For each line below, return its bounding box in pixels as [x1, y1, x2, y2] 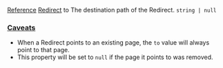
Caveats [7, 23, 36, 32]
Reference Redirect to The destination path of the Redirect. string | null [7, 6, 217, 14]
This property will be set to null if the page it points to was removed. [17, 53, 213, 61]
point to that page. [17, 46, 70, 54]
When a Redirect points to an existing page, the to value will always [17, 38, 210, 47]
